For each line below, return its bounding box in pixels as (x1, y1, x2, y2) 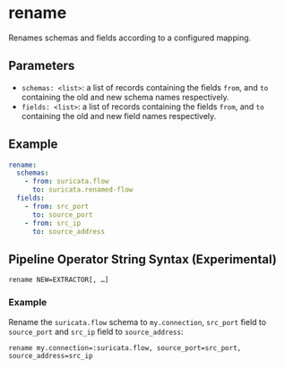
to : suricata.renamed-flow (31, 185, 134, 194)
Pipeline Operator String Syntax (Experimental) (8, 252, 277, 267)
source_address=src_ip (8, 351, 93, 360)
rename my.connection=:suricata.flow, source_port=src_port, (8, 343, 242, 352)
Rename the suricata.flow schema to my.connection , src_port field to (8, 316, 266, 327)
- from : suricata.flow (24, 177, 109, 186)
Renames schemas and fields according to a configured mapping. (8, 32, 252, 43)
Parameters (8, 58, 75, 73)
